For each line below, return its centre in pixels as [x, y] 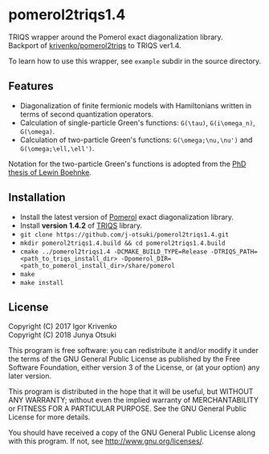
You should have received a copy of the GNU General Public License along [132, 433]
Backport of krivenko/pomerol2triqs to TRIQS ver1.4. [95, 45]
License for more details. [49, 417]
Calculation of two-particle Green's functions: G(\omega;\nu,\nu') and [136, 140]
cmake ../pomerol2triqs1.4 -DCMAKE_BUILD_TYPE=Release [114, 251]
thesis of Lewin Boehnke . [50, 172]
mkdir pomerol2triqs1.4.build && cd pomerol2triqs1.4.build [122, 243]
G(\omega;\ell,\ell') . [57, 148]
